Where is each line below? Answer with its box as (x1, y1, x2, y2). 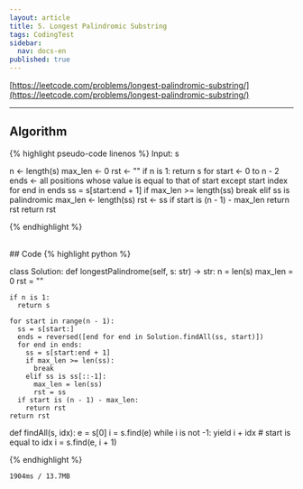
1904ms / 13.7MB (9, 471, 70, 481)
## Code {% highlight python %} (9, 248, 131, 259)
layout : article (9, 13, 70, 23)
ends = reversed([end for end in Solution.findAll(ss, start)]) (17, 332, 264, 341)
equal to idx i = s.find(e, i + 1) (9, 437, 117, 447)
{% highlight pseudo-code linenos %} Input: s (9, 148, 179, 159)
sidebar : (9, 38, 42, 48)
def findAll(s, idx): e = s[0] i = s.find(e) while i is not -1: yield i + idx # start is (9, 427, 291, 438)
